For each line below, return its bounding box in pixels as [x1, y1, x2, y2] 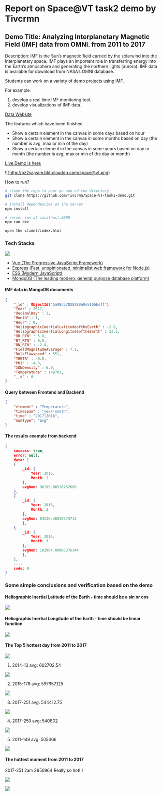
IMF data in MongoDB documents [5, 287, 74, 293]
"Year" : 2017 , [14, 307, 44, 311]
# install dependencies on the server [5, 202, 83, 207]
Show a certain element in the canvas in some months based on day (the [12, 136, 157, 141]
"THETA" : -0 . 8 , [14, 356, 47, 361]
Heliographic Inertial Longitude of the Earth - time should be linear [5, 616, 141, 621]
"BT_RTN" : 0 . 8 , [14, 338, 47, 343]
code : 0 [14, 566, 29, 571]
